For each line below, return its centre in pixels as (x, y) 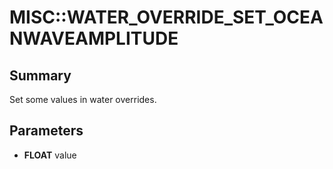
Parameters (46, 131)
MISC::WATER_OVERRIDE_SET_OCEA (166, 17)
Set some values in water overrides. (83, 99)
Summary (40, 75)
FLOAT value (50, 155)
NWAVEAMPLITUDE (94, 38)
